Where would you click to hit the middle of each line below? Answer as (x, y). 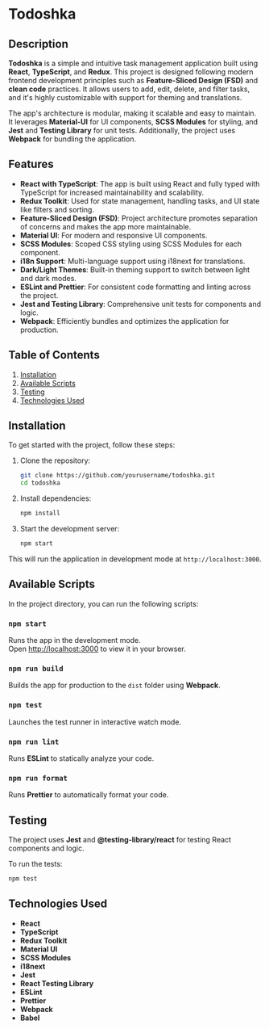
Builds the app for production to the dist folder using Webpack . (114, 685)
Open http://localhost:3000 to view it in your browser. (97, 649)
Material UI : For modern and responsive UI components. (114, 235)
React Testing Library (57, 983)
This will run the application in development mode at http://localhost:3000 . (135, 559)
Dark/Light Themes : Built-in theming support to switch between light (135, 269)
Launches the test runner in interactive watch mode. (95, 722)
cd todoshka (40, 483)
